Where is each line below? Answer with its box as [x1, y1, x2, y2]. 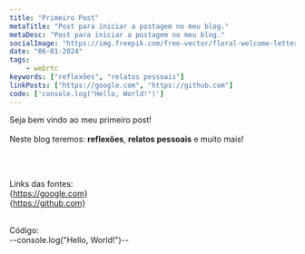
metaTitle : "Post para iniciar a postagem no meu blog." [9, 22, 230, 31]
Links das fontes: [9, 178, 74, 189]
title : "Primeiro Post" [9, 13, 100, 23]
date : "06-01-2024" [9, 47, 84, 56]
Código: [9, 224, 39, 236]
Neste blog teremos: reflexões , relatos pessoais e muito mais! [9, 133, 244, 144]
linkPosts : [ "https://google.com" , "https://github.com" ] [9, 81, 233, 90]
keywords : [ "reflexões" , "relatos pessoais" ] [9, 73, 184, 82]
